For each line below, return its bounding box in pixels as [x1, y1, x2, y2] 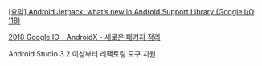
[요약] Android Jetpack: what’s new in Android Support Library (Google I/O [8, 7, 255, 16]
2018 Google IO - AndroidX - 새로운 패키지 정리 [8, 33, 161, 41]
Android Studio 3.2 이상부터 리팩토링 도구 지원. [8, 49, 158, 58]
